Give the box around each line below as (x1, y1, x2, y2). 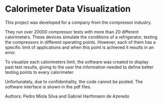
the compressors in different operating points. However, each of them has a (5, 39, 156, 45)
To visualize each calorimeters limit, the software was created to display (5, 59, 149, 65)
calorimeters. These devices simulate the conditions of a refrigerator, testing (5, 34, 158, 40)
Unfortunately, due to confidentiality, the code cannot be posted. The (5, 79, 143, 85)
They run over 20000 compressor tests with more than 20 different (5, 29, 139, 34)
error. (5, 50, 16, 55)
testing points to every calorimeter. (5, 69, 74, 75)
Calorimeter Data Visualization (5, 3, 131, 15)
